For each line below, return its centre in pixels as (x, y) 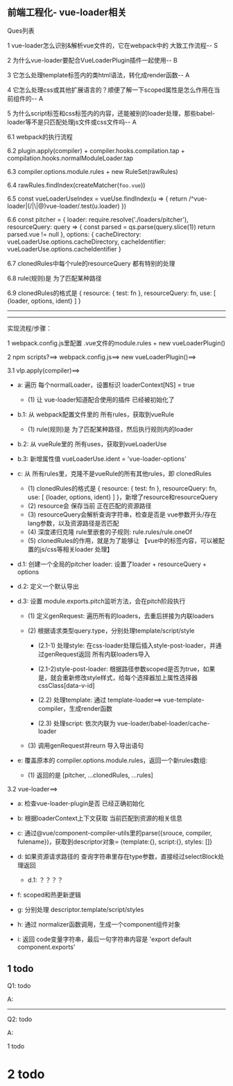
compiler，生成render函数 (75, 708)
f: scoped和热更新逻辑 (49, 895)
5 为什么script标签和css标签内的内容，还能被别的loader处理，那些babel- (111, 113)
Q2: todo (20, 1019)
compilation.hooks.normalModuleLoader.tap (70, 158)
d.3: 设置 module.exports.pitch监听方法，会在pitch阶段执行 (101, 601)
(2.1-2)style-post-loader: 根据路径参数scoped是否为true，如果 (127, 669)
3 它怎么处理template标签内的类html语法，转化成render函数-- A (98, 74)
